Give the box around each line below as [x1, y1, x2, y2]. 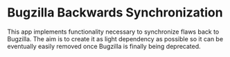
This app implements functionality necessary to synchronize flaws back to [7, 27, 220, 36]
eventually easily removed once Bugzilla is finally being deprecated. [7, 42, 201, 50]
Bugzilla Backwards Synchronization [7, 5, 223, 21]
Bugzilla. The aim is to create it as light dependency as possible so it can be [7, 34, 224, 43]
